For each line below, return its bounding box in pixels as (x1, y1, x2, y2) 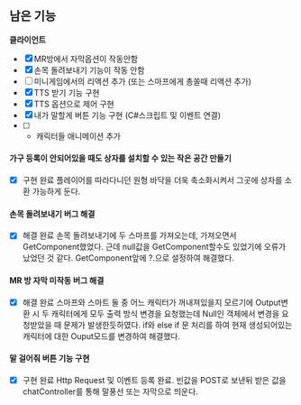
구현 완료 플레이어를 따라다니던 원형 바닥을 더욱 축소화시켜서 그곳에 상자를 (22, 175, 283, 186)
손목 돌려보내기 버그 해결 (9, 208, 96, 219)
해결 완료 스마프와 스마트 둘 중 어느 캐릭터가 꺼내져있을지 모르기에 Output (22, 297, 281, 308)
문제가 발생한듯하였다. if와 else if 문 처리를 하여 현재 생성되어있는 (63, 319, 293, 330)
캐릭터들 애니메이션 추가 (35, 130, 122, 142)
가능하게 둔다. (32, 186, 81, 197)
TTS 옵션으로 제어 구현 (33, 98, 114, 109)
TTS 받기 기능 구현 (33, 87, 100, 97)
